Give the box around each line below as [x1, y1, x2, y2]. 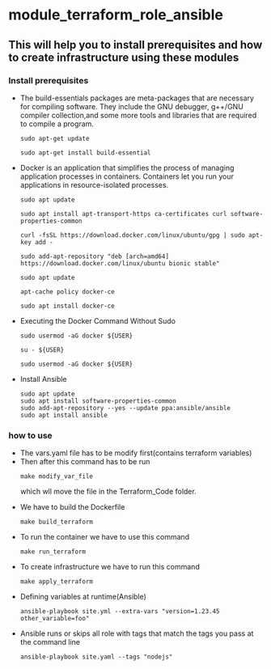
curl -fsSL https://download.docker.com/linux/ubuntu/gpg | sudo [19, 231, 245, 239]
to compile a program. [19, 119, 95, 129]
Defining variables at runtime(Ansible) [19, 592, 147, 602]
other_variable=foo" [19, 615, 90, 623]
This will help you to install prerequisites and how [8, 38, 263, 52]
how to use [8, 430, 53, 441]
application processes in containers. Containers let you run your [19, 171, 235, 181]
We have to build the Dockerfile [19, 502, 125, 512]
